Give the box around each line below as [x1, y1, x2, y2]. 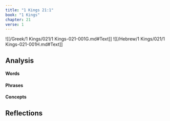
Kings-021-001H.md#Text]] [5, 42, 63, 48]
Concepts [5, 94, 27, 100]
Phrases [5, 82, 24, 88]
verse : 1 [5, 22, 24, 27]
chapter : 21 [5, 17, 31, 22]
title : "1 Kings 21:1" [5, 7, 54, 13]
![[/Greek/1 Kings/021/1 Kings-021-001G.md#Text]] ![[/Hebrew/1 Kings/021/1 [5, 36, 165, 42]
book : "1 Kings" [5, 12, 40, 17]
